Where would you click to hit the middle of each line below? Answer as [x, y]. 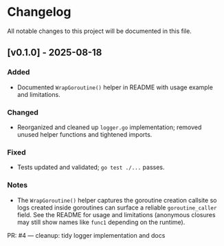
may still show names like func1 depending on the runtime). [101, 222]
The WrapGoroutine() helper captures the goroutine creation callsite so [117, 200]
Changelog [39, 12]
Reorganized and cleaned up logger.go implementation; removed [109, 127]
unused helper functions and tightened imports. [85, 134]
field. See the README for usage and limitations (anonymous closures [116, 214]
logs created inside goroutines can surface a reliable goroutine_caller [117, 208]
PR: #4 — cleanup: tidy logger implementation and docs [86, 235]
